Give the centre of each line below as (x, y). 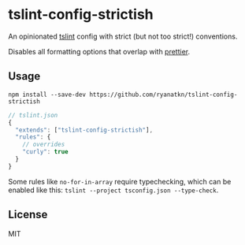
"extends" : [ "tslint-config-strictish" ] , (84, 130)
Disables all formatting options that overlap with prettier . (99, 51)
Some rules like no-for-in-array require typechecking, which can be (120, 181)
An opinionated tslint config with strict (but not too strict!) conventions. (123, 36)
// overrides (44, 145)
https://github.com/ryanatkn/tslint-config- (163, 95)
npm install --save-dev (47, 95)
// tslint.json (33, 115)
